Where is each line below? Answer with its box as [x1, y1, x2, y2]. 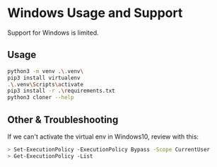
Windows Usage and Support [7, 5, 183, 21]
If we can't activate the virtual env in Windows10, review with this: [7, 132, 199, 141]
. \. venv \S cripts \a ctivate [7, 81, 83, 88]
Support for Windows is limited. [7, 28, 99, 37]
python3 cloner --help [7, 94, 74, 101]
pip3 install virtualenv [7, 74, 81, 81]
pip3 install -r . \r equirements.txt [7, 87, 115, 95]
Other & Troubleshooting [7, 113, 119, 125]
